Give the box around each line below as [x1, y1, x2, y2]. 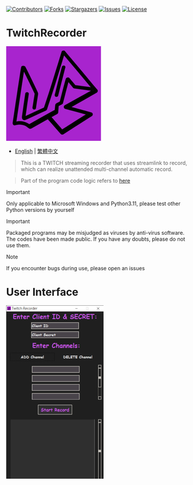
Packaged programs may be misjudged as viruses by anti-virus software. [6, 229, 185, 236]
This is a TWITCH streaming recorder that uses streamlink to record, [20, 159, 188, 166]
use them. [6, 241, 31, 248]
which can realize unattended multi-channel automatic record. [20, 166, 173, 173]
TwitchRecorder [6, 27, 87, 40]
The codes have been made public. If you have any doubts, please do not [6, 235, 185, 242]
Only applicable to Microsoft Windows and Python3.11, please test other [6, 200, 181, 207]
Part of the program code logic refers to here [20, 177, 130, 184]
